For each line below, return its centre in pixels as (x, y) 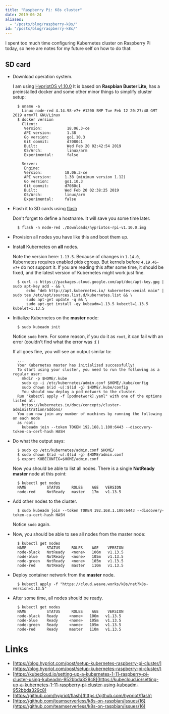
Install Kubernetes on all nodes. (45, 247)
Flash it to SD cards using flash (45, 208)
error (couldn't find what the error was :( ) (56, 342)
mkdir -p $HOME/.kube (44, 378)
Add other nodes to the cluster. (45, 501)
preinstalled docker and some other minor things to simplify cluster (82, 91)
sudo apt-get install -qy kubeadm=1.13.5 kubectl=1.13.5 (87, 304)
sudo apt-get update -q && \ (57, 299)
